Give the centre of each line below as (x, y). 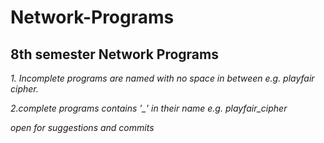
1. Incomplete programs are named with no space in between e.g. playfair (162, 78)
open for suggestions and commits (82, 127)
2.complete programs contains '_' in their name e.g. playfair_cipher (149, 108)
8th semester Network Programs (114, 54)
